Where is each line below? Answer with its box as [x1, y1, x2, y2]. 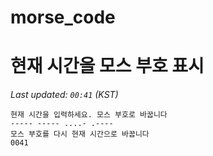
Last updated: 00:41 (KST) [10, 89, 119, 101]
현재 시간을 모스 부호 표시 [10, 55, 205, 78]
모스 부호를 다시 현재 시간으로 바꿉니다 [10, 129, 150, 140]
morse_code [10, 6, 116, 29]
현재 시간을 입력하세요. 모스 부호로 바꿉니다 [10, 110, 168, 120]
